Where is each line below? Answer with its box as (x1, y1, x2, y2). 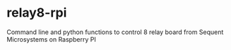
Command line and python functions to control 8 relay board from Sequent (6, 28, 224, 36)
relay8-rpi (6, 5, 67, 21)
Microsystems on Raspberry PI (6, 35, 96, 43)
